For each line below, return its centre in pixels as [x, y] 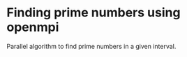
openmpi [33, 27]
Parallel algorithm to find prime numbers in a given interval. [91, 46]
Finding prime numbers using [93, 13]
